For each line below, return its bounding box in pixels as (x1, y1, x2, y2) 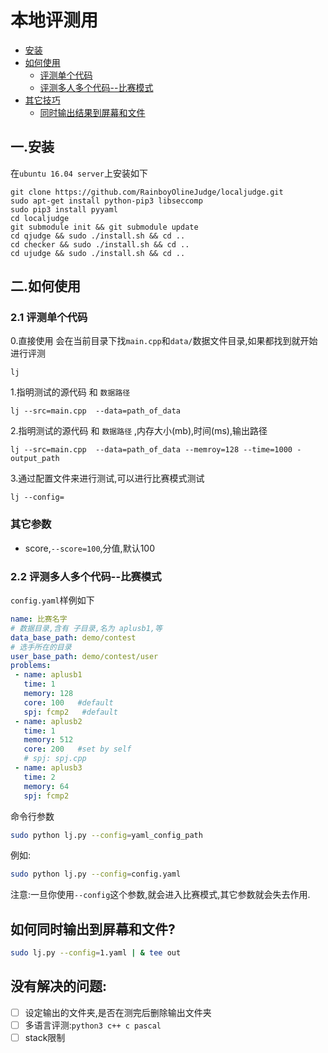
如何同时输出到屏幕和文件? (10, 921, 176, 938)
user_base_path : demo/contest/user (10, 651, 159, 661)
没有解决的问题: (10, 978, 108, 995)
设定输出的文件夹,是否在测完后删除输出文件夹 (24, 1006, 212, 1018)
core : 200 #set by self (23, 744, 132, 755)
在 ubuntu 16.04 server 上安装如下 (10, 167, 149, 179)
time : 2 (23, 772, 56, 782)
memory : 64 (23, 781, 70, 791)
